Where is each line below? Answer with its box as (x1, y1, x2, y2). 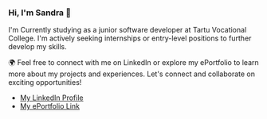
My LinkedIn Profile (19, 93, 84, 102)
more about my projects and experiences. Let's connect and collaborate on (8, 69, 256, 79)
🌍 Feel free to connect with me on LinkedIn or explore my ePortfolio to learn (8, 58, 259, 67)
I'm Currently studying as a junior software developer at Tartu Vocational (8, 25, 247, 35)
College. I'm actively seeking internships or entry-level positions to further (8, 33, 252, 43)
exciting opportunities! (8, 78, 82, 87)
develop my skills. (8, 42, 68, 52)
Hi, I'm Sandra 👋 (8, 7, 72, 18)
